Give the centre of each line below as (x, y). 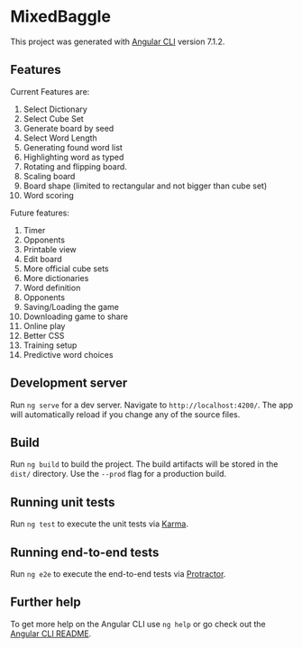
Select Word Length (60, 138)
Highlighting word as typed (73, 157)
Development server (69, 383)
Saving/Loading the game (71, 306)
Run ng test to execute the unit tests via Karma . (99, 524)
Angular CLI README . (51, 634)
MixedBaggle (61, 17)
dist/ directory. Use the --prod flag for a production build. (118, 474)
